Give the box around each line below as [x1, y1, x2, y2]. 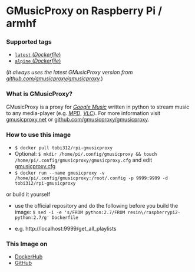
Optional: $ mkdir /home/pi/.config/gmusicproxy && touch [14, 150, 157, 158]
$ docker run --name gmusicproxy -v [14, 170, 105, 176]
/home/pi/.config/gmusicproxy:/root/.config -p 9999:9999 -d [14, 175, 168, 181]
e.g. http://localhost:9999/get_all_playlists [14, 225, 117, 232]
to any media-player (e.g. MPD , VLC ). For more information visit [6, 109, 161, 116]
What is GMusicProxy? [6, 90, 72, 98]
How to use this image [6, 130, 71, 139]
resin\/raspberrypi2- [127, 209, 181, 216]
